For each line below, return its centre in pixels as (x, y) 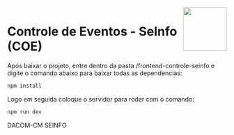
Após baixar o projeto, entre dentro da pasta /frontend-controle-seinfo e (111, 65)
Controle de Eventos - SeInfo (92, 32)
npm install (24, 86)
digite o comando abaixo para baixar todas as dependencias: (95, 73)
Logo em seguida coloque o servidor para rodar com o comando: (101, 99)
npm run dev (24, 112)
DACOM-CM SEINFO (37, 125)
